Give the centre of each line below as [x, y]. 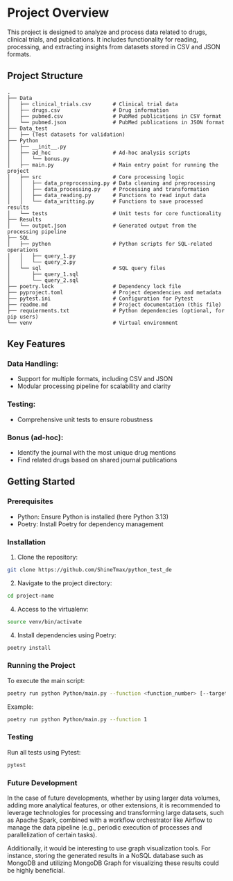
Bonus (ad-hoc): [35, 437]
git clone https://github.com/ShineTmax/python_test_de [89, 570]
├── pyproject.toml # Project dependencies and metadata [114, 292]
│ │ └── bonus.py [38, 159]
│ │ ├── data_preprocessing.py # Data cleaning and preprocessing [111, 183]
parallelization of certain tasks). [52, 835]
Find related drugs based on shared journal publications [97, 460]
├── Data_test [28, 128]
